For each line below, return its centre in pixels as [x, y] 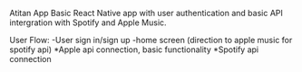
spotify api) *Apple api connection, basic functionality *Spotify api [134, 49]
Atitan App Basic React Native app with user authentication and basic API [146, 13]
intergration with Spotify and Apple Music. [88, 22]
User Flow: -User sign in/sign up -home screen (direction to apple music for [151, 40]
